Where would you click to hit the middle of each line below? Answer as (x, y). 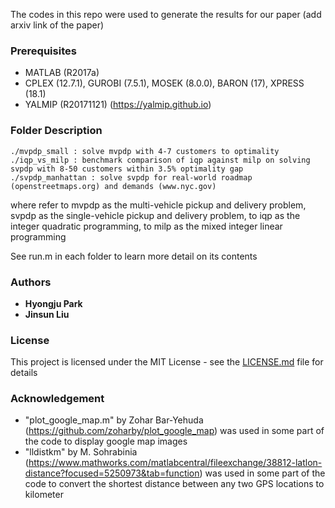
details (24, 373)
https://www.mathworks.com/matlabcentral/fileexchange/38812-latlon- (175, 463)
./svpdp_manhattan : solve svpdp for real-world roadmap (131, 177)
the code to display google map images (106, 441)
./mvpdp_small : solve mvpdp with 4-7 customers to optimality (145, 151)
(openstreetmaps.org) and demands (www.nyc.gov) (113, 186)
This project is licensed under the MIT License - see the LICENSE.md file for (167, 362)
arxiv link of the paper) (57, 25)
